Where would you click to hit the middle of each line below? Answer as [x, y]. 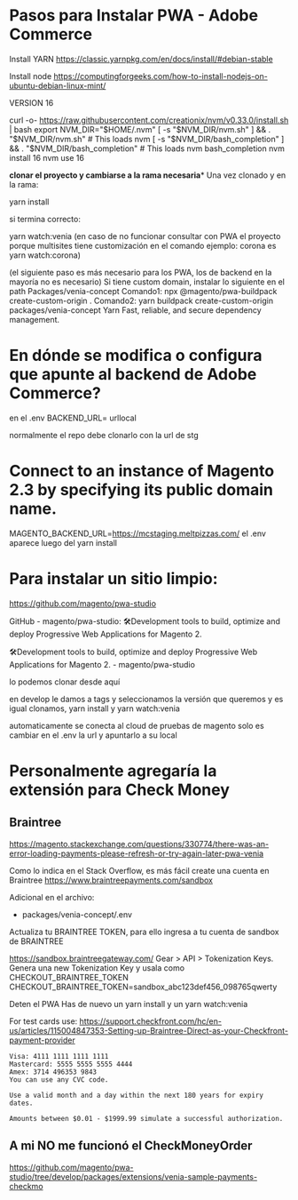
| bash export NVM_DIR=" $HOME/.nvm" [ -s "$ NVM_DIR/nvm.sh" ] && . [140, 129]
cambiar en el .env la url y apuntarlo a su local [93, 735]
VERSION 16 [31, 102]
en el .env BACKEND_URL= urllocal [73, 418]
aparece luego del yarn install [63, 542]
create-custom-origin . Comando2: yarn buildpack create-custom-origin [141, 300]
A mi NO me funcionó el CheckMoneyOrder [131, 1146]
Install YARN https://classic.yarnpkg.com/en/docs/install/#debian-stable [141, 59]
